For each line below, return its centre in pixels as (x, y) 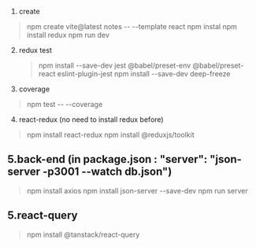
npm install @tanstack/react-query (83, 234)
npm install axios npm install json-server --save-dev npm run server (137, 190)
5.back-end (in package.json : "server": (108, 159)
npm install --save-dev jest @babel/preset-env (115, 65)
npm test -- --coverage (65, 104)
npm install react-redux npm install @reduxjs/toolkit (110, 135)
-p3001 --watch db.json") (107, 172)
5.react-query (43, 216)
